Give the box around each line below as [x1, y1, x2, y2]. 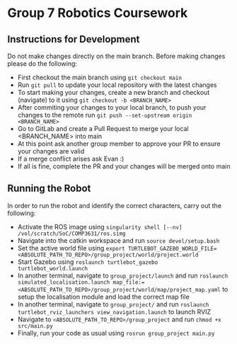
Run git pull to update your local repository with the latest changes [17, 81, 217, 89]
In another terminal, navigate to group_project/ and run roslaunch [17, 299, 209, 309]
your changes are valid [17, 147, 85, 155]
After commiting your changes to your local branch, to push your [17, 103, 207, 111]
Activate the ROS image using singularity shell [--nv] [17, 222, 183, 231]
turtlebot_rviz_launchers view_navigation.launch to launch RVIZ [17, 307, 211, 316]
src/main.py [17, 322, 53, 330]
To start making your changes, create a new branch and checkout [17, 88, 210, 96]
